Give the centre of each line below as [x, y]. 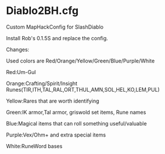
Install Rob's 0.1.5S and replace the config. [57, 38]
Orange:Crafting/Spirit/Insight [42, 83]
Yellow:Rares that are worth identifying [53, 101]
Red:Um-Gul [21, 72]
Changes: [18, 49]
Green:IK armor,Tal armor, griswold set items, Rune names [76, 112]
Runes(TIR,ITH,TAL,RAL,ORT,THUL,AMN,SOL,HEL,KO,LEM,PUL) [83, 89]
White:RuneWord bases [34, 146]
